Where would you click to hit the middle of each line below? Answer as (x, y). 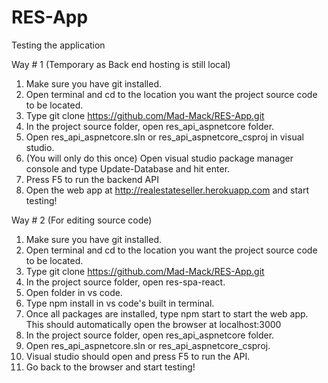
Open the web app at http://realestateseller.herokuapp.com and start (167, 190)
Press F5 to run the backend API (92, 179)
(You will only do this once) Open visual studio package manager (159, 158)
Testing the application (58, 45)
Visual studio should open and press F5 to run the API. (138, 356)
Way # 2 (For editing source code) (82, 220)
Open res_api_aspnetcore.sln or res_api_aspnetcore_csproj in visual (164, 137)
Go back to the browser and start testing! (110, 367)
